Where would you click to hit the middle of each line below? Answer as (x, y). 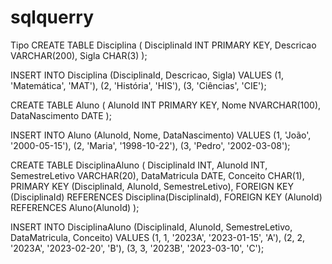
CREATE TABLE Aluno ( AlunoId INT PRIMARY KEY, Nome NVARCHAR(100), (166, 105)
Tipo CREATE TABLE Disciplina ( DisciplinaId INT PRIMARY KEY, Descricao (163, 45)
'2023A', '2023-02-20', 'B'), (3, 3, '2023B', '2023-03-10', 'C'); (137, 248)
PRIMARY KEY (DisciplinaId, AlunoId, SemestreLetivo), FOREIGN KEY (152, 186)
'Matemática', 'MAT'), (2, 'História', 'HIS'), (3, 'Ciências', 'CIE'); (138, 85)
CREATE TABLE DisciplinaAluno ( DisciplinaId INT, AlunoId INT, (139, 165)
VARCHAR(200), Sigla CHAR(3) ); (79, 55)
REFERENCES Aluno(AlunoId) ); (75, 207)
